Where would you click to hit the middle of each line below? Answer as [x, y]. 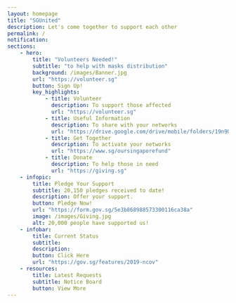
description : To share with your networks [114, 125]
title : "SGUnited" [34, 20]
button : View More [59, 288]
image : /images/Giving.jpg [72, 217]
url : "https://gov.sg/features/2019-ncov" [96, 262]
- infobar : [36, 229]
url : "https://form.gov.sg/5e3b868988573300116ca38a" [113, 210]
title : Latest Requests [67, 275]
